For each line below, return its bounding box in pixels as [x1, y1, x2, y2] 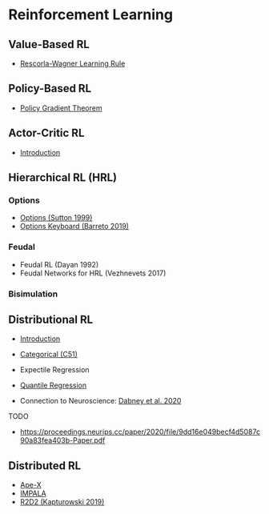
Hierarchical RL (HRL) [8, 171, 118, 185]
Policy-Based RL [8, 82, 92, 95]
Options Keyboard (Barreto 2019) [19, 222, 130, 231]
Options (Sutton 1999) [19, 213, 93, 223]
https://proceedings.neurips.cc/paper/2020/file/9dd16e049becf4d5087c [19, 427, 261, 437]
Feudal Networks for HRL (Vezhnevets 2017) [19, 268, 167, 278]
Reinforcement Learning [8, 6, 174, 24]
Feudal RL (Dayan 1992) [19, 259, 99, 269]
